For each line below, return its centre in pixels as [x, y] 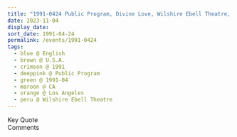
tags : [15, 47]
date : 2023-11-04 [33, 21]
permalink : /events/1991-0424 [52, 40]
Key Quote [23, 120]
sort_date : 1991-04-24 [41, 34]
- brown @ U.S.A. [39, 60]
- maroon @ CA [35, 87]
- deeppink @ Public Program [57, 73]
